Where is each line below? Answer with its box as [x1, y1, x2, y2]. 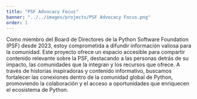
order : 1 [6, 20, 28, 25]
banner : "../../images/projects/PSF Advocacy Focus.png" [6, 14, 151, 20]
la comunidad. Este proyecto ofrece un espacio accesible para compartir [6, 49, 186, 56]
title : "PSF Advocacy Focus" [6, 8, 79, 15]
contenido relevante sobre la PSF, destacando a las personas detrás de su [6, 55, 189, 62]
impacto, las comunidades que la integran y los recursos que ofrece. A [6, 61, 180, 68]
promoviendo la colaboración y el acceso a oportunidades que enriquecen [6, 80, 190, 87]
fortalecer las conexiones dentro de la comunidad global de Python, [6, 74, 173, 81]
